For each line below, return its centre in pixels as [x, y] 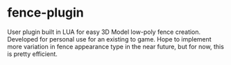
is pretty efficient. [32, 54]
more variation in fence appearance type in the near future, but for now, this [115, 46]
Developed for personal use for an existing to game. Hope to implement [109, 39]
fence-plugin [46, 13]
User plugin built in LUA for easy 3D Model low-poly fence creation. [104, 32]
